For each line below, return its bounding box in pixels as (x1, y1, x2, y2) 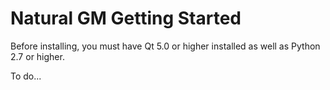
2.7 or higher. (10, 50, 65, 62)
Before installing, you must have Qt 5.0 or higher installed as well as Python (10, 40, 321, 52)
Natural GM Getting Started (10, 7, 242, 30)
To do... (10, 70, 42, 82)
